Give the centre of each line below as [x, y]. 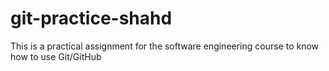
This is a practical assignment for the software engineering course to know [165, 46]
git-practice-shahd [91, 18]
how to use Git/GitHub [56, 56]
